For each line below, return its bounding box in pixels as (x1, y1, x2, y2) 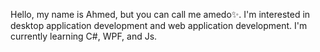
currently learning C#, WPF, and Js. (10, 30, 158, 42)
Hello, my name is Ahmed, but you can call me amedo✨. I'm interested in (10, 9, 311, 20)
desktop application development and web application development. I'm (10, 20, 308, 31)
